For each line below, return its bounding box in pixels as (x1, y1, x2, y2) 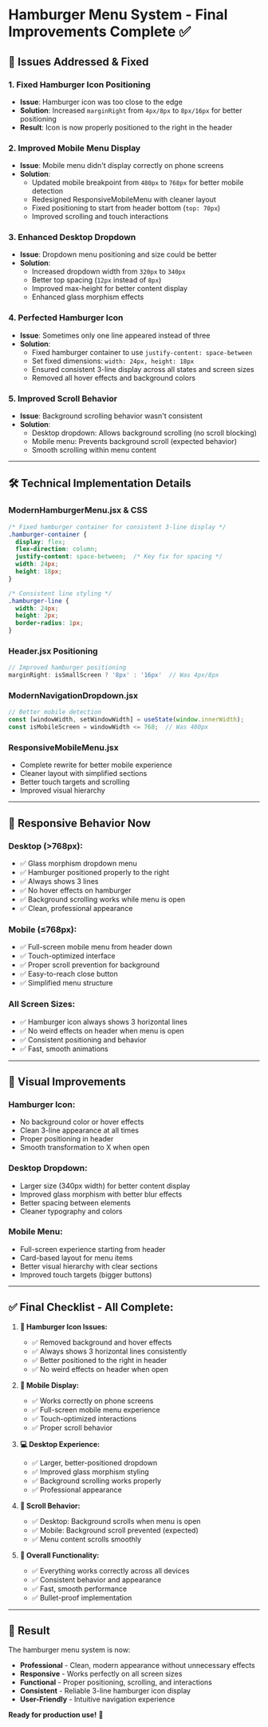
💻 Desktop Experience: (19, 1439, 100, 1449)
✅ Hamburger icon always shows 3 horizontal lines (19, 1017, 187, 1026)
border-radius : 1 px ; (15, 619, 84, 627)
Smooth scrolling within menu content (31, 446, 157, 455)
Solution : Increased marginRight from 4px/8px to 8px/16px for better (19, 106, 242, 115)
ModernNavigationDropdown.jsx (8, 690, 138, 701)
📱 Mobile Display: (19, 1380, 80, 1389)
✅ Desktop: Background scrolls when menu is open (31, 1516, 201, 1525)
